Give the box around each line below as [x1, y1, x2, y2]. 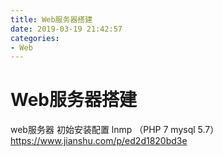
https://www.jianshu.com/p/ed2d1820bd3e [10, 135, 188, 147]
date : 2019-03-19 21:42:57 [10, 24, 123, 34]
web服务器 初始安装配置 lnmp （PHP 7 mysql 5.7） [10, 124, 220, 136]
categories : [10, 33, 60, 43]
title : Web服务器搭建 [10, 14, 93, 25]
